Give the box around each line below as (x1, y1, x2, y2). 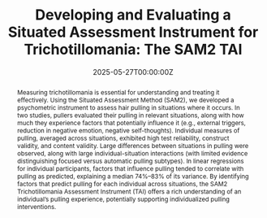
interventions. (16, 202, 57, 211)
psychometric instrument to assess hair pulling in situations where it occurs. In (16, 103, 240, 111)
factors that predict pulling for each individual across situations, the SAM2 (16, 179, 228, 188)
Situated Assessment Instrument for (7, 23, 259, 41)
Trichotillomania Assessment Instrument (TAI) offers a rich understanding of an (16, 187, 242, 196)
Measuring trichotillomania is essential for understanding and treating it (16, 88, 220, 97)
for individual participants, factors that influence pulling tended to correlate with (16, 164, 244, 172)
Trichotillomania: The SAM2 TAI (24, 41, 243, 59)
